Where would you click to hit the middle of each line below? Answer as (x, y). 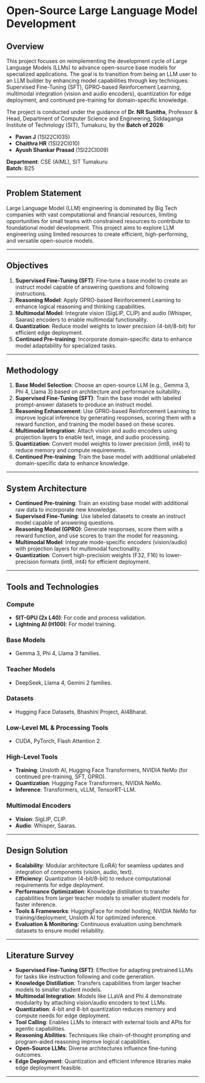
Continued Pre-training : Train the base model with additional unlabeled (105, 457)
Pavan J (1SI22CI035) (42, 137)
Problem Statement (44, 193)
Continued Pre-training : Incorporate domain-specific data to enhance (103, 339)
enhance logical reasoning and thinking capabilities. (81, 306)
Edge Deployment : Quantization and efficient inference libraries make (103, 1062)
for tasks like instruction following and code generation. (85, 977)
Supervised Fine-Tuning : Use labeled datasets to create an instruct (100, 516)
